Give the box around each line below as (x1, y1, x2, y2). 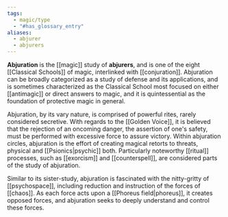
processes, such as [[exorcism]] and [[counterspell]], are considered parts (7, 154, 218, 162)
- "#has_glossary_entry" (13, 23, 84, 29)
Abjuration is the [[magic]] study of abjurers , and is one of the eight (7, 61, 201, 68)
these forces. (7, 203, 45, 212)
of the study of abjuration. (7, 162, 81, 169)
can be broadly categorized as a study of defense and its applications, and (7, 75, 218, 83)
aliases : (7, 29, 32, 36)
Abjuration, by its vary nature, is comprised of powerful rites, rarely (7, 110, 197, 118)
